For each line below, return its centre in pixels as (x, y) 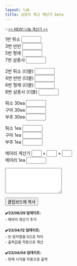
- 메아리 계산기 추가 (21, 219)
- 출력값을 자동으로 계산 (24, 242)
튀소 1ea (13, 128)
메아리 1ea (15, 160)
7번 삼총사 (15, 60)
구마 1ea (13, 135)
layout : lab (17, 10)
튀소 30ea (15, 103)
